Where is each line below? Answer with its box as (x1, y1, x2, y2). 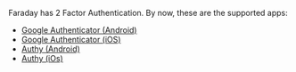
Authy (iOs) (21, 53, 63, 63)
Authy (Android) (21, 44, 81, 54)
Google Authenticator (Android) (21, 25, 137, 35)
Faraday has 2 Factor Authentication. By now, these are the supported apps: (8, 8, 289, 18)
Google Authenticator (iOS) (21, 35, 121, 44)
